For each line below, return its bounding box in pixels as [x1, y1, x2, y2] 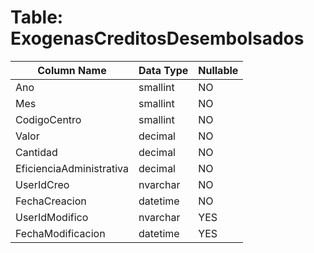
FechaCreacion [15, 194, 87, 208]
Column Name [37, 63, 107, 77]
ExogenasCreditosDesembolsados [10, 27, 305, 50]
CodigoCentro [15, 112, 82, 126]
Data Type [138, 63, 189, 77]
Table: [10, 6, 64, 29]
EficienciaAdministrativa [15, 161, 129, 175]
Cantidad [15, 145, 58, 159]
